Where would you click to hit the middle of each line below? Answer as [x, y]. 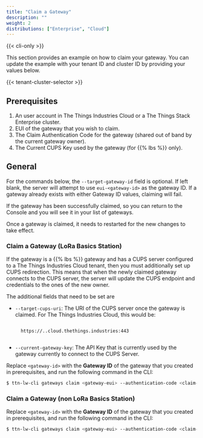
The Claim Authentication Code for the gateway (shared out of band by [103, 135]
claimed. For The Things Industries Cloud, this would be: [85, 315]
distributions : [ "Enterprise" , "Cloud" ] [58, 29]
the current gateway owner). [50, 141]
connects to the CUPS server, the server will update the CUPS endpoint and [101, 279]
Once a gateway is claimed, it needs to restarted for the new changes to [96, 224]
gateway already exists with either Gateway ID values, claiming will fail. [95, 194]
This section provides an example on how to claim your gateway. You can [98, 57]
